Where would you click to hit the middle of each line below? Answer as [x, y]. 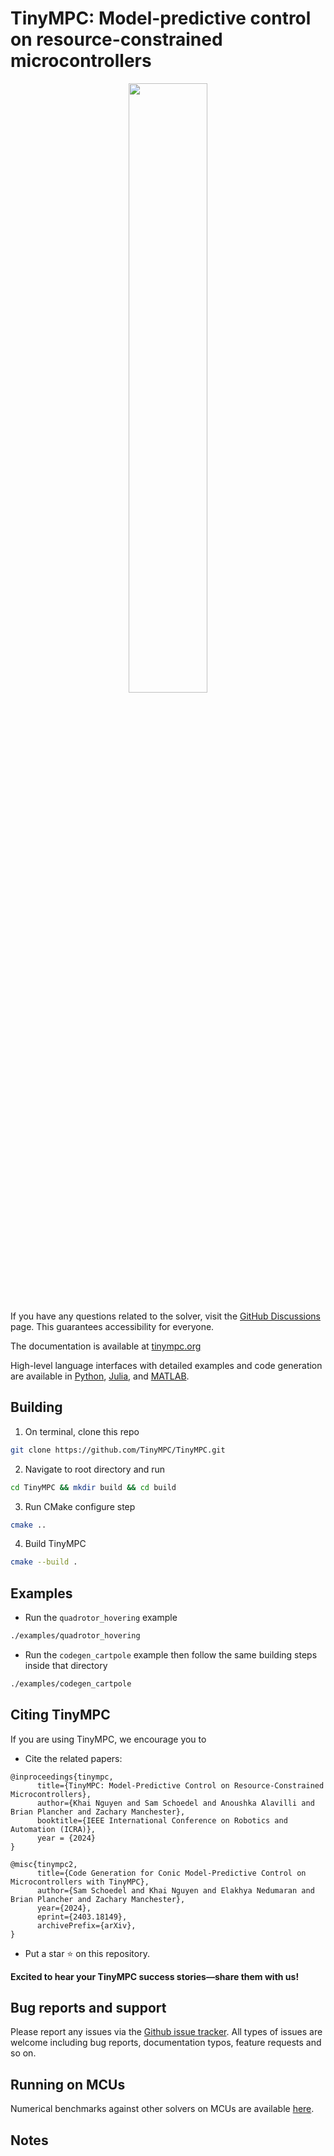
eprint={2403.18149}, [82, 1917]
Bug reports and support [88, 2008]
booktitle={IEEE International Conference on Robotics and [162, 1820]
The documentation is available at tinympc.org [106, 1346]
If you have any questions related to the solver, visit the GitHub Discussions [165, 1316]
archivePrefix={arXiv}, [86, 1925]
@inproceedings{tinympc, [62, 1777]
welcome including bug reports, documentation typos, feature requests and [166, 2043]
